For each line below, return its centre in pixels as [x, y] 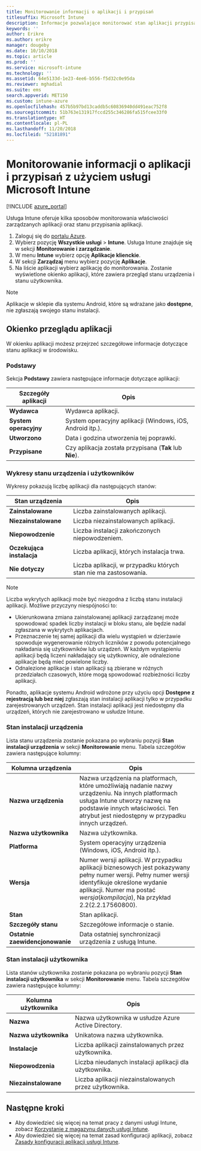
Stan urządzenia [38, 501]
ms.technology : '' [29, 73]
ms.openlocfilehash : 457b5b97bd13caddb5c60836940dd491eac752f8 [87, 107]
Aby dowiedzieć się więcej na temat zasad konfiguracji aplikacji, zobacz [103, 1135]
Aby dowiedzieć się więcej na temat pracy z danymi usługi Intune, [96, 1122]
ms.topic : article [29, 56]
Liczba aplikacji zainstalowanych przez [129, 1045]
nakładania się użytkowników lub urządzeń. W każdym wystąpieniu [98, 649]
